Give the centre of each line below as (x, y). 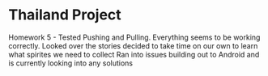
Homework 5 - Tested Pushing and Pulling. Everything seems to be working (134, 37)
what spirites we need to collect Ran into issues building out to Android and (134, 54)
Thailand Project (65, 15)
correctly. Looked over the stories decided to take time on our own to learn (133, 45)
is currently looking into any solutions (71, 63)
